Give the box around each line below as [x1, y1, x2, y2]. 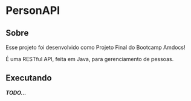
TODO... [5, 89, 27, 96]
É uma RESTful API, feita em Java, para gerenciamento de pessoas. [5, 56, 174, 62]
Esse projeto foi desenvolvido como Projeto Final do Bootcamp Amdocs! [5, 44, 186, 51]
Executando [5, 73, 52, 83]
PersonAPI [5, 4, 60, 18]
